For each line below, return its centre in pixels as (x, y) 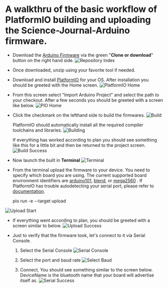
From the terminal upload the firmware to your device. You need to (81, 170)
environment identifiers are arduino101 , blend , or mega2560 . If (77, 180)
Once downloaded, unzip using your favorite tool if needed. (74, 70)
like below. (23, 105)
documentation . (29, 191)
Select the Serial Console (46, 250)
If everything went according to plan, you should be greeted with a (81, 220)
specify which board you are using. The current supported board (79, 175)
